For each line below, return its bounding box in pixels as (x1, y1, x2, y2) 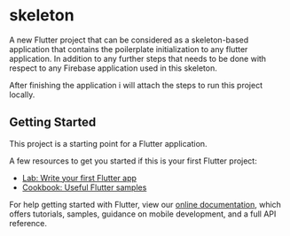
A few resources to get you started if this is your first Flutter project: (9, 156, 257, 166)
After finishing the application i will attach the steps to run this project (9, 80, 263, 90)
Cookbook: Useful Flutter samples (21, 182, 147, 193)
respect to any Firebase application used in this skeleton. (9, 63, 217, 73)
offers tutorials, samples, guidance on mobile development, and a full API (9, 209, 277, 219)
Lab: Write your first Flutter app (21, 172, 137, 183)
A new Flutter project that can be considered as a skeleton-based (9, 34, 249, 45)
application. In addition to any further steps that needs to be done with (9, 53, 267, 64)
